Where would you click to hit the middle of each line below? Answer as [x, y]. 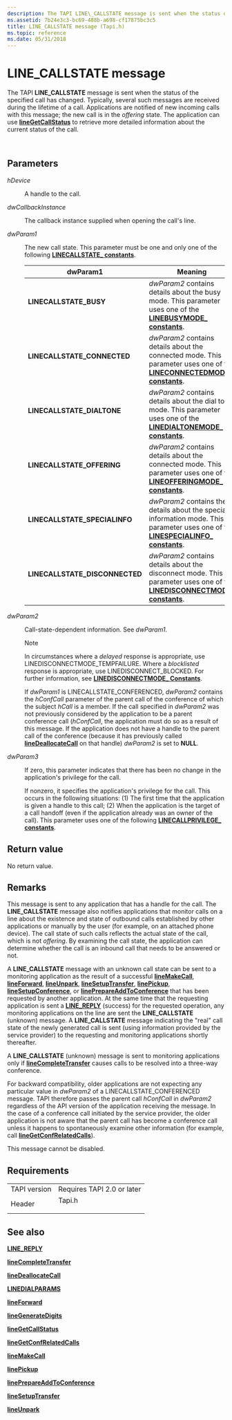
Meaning [192, 272]
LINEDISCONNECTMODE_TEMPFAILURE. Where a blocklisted [112, 663]
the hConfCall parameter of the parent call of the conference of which [124, 699]
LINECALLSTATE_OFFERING [74, 465]
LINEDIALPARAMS [34, 1289]
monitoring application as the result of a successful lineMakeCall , [101, 977]
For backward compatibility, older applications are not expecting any [105, 1084]
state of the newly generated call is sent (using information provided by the [114, 1028]
